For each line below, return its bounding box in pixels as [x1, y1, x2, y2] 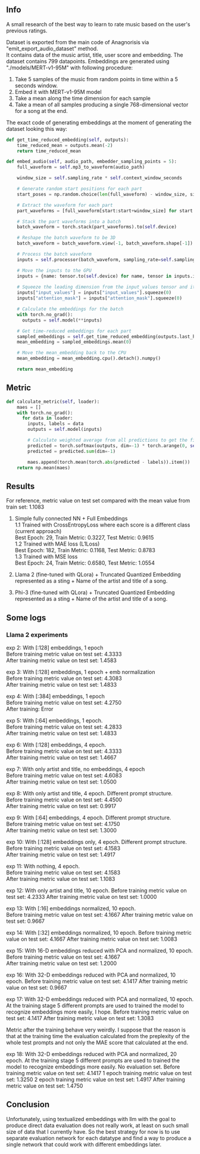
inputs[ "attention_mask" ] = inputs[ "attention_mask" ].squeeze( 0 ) [17, 295, 183, 301]
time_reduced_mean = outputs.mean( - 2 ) [17, 142, 113, 148]
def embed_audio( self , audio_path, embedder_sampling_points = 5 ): [6, 158, 177, 165]
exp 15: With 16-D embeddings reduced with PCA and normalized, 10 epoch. [6, 947, 193, 954]
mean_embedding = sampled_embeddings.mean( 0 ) [17, 339, 132, 345]
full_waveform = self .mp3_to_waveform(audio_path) [17, 164, 145, 170]
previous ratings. [6, 27, 48, 34]
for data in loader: [21, 415, 73, 421]
